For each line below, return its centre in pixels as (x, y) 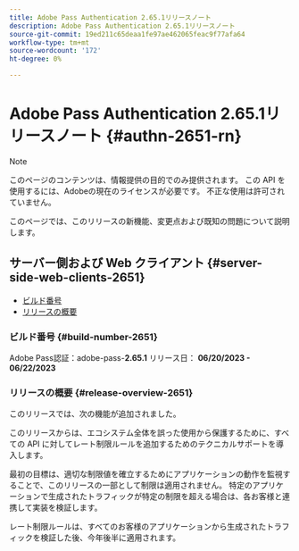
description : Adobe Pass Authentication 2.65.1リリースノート (122, 26)
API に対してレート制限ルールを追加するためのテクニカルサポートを (151, 444)
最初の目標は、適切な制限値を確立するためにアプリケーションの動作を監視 (146, 474)
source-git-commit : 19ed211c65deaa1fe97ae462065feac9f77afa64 (127, 34)
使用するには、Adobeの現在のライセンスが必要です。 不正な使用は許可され (147, 191)
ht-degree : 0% (36, 59)
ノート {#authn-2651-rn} (149, 136)
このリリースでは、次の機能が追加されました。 (95, 414)
